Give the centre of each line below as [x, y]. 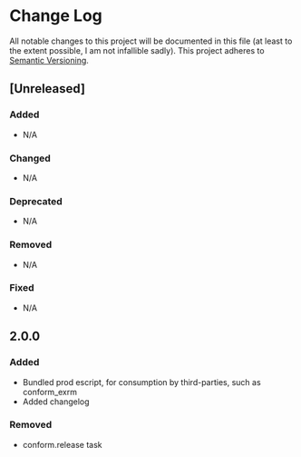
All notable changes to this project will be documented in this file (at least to [151, 41]
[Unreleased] [48, 89]
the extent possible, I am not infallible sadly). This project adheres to [137, 50]
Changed [30, 158]
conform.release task [62, 444]
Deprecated [36, 201]
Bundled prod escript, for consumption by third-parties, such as [141, 382]
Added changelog [56, 402]
